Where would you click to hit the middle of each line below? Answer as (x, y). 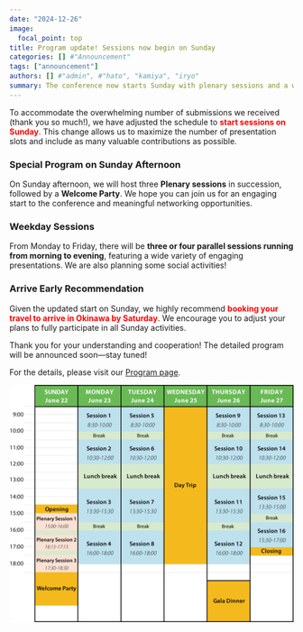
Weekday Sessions (52, 226)
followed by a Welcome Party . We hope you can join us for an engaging (143, 194)
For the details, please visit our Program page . (95, 372)
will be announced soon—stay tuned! (78, 354)
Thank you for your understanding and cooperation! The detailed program (147, 345)
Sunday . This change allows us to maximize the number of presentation (143, 132)
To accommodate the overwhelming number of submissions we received (145, 112)
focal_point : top (50, 38)
